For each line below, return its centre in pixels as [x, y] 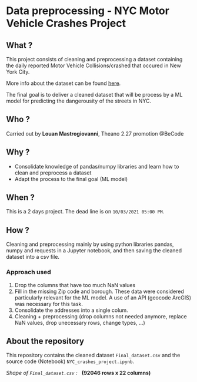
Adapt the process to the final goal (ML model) [71, 179]
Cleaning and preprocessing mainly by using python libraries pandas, [90, 244]
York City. [18, 72]
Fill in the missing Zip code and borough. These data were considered [99, 291]
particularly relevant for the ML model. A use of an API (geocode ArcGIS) [103, 297]
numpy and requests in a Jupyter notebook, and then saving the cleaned [94, 251]
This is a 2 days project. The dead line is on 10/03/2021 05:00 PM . [85, 212]
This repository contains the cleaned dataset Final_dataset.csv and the [93, 355]
